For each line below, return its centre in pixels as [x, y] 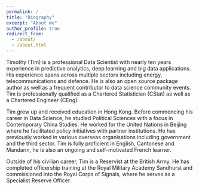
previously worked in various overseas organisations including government [99, 137]
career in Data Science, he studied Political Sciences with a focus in [90, 118]
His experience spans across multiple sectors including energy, [84, 75]
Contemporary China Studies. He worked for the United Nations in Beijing [97, 124]
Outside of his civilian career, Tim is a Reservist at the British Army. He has [98, 161]
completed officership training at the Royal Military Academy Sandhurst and [99, 167]
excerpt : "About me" [32, 23]
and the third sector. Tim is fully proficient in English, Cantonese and [90, 143]
